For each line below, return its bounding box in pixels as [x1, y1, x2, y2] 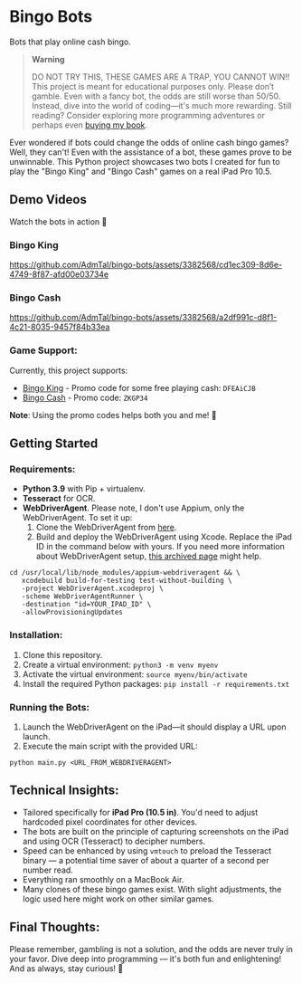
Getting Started [9, 436, 99, 452]
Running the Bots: [9, 701, 90, 713]
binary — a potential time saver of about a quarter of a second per [22, 854, 269, 865]
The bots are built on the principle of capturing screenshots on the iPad [22, 826, 289, 836]
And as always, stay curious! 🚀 [9, 962, 124, 974]
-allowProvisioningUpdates [21, 608, 124, 617]
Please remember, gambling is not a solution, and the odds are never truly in [9, 943, 294, 954]
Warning [31, 53, 65, 64]
